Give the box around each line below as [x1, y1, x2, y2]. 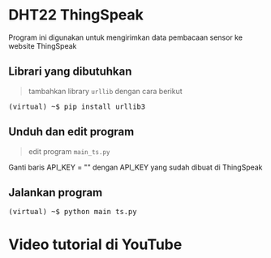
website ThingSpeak [8, 41, 77, 50]
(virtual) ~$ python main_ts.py [8, 207, 137, 217]
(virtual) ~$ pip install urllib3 [8, 101, 146, 111]
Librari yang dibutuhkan [8, 65, 132, 79]
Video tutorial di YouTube [8, 235, 183, 253]
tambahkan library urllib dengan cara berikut [28, 86, 183, 96]
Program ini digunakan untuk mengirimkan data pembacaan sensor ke [8, 32, 243, 42]
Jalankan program [8, 185, 103, 200]
